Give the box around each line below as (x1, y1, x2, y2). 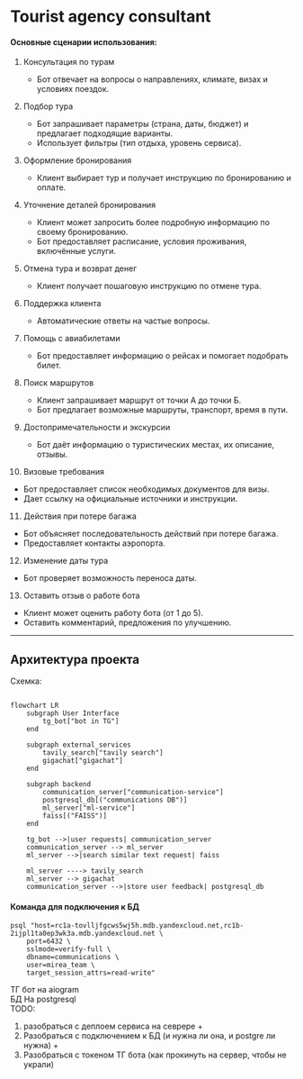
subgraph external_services (26, 740, 131, 749)
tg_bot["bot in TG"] (42, 717, 120, 726)
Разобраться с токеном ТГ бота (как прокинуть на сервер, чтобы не (22, 1049, 287, 1060)
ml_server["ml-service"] (42, 803, 136, 812)
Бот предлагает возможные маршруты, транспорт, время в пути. (36, 404, 289, 415)
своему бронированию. (36, 227, 129, 238)
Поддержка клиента (22, 298, 102, 309)
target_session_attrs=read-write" (26, 968, 156, 978)
